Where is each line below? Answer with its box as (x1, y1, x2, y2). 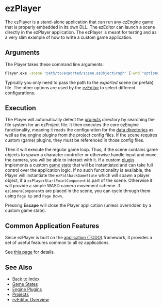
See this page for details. (5, 249, 55, 255)
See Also (5, 263, 33, 272)
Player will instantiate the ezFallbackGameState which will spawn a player (5, 173, 150, 178)
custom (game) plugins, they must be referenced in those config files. (5, 137, 145, 143)
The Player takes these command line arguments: (5, 61, 104, 67)
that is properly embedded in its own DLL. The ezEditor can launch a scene (5, 24, 155, 30)
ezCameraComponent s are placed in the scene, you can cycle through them (5, 188, 150, 194)
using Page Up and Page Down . (5, 193, 64, 199)
